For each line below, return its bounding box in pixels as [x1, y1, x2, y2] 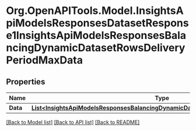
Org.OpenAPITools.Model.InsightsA [6, 4, 184, 17]
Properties [6, 77, 45, 87]
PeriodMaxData [6, 54, 83, 67]
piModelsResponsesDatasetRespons [6, 16, 189, 30]
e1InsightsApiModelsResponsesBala [6, 29, 187, 42]
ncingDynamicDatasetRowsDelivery [6, 41, 185, 55]
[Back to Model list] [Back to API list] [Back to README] [6, 119, 140, 126]
